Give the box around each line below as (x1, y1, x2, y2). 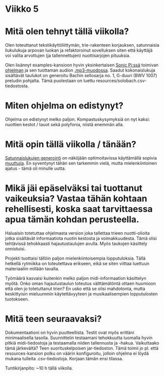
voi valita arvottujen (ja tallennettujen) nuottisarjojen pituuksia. (5, 53, 131, 58)
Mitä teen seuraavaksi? (5, 313, 102, 324)
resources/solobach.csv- (96, 78, 147, 84)
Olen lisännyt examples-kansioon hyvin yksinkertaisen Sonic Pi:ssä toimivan (5, 62, 159, 68)
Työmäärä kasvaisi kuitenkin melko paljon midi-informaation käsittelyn (5, 275, 146, 281)
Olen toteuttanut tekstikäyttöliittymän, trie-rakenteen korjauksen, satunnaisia (5, 42, 160, 48)
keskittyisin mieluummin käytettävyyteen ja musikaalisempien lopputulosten (5, 291, 158, 296)
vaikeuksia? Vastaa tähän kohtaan (5, 193, 147, 204)
